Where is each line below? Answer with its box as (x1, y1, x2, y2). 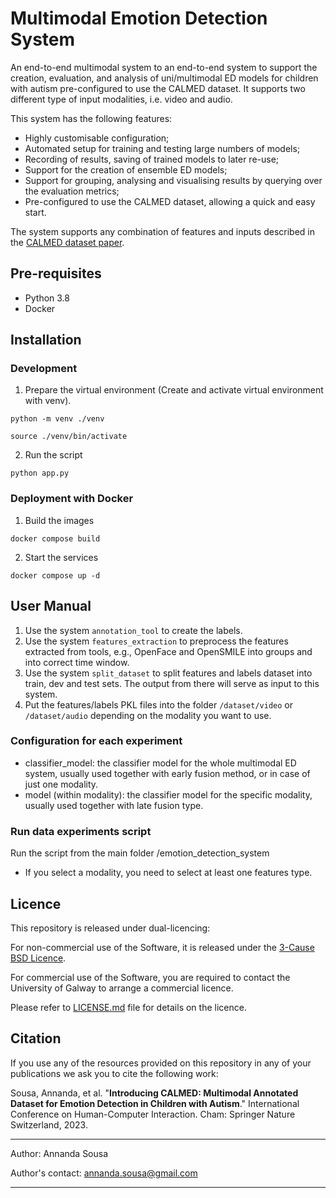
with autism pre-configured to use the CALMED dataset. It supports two (10, 82, 306, 94)
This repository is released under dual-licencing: (10, 922, 211, 934)
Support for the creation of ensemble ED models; (24, 163, 228, 176)
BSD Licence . (10, 952, 67, 964)
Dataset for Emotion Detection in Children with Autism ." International (10, 1097, 300, 1109)
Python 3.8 (24, 292, 70, 304)
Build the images (24, 514, 95, 526)
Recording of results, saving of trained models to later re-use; (24, 153, 280, 165)
